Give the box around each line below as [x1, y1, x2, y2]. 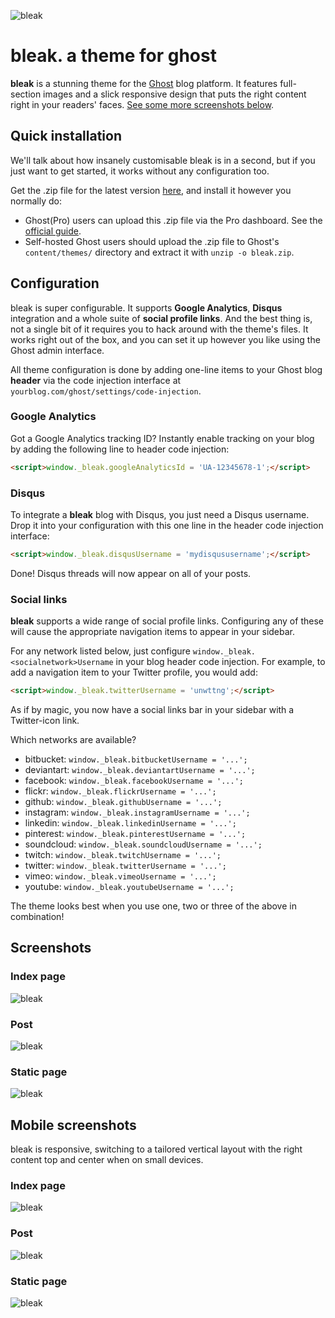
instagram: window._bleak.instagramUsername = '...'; [24, 806, 251, 819]
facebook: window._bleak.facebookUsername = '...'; [24, 775, 244, 787]
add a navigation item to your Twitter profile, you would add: [10, 666, 258, 679]
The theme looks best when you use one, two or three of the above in [10, 900, 297, 912]
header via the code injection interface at [10, 374, 182, 386]
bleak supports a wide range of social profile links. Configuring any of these [10, 615, 324, 627]
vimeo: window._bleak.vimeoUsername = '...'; [24, 870, 217, 882]
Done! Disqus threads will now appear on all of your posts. [10, 567, 252, 579]
